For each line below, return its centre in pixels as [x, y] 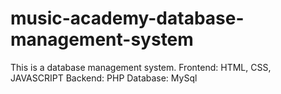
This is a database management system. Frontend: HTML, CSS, [141, 67]
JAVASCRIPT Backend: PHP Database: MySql [104, 78]
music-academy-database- [127, 18]
